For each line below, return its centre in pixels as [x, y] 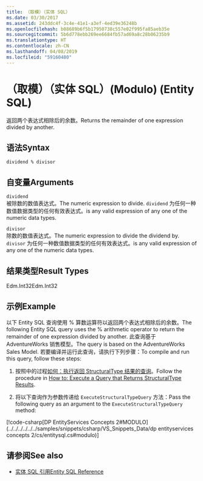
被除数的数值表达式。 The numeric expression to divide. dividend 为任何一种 [101, 203]
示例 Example [31, 307]
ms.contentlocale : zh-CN [38, 46]
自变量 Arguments [40, 182]
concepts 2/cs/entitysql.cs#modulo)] [53, 435]
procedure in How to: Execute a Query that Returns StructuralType [98, 377]
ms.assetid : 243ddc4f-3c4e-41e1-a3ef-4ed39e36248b [72, 23]
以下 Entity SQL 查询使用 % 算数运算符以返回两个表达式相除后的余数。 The [99, 322]
